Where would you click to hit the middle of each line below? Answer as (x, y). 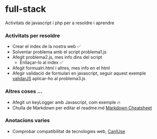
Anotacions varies (28, 121)
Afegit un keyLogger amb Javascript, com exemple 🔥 (66, 102)
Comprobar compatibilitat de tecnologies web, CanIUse (69, 131)
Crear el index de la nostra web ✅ (46, 46)
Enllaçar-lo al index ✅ (41, 62)
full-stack (25, 9)
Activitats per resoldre (33, 36)
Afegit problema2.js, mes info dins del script (57, 57)
